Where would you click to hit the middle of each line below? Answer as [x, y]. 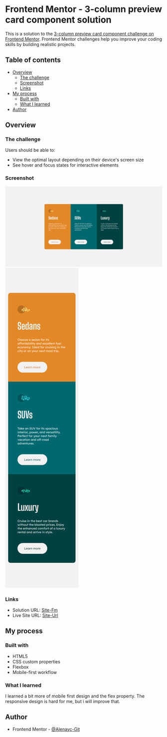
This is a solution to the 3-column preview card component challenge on [80, 34]
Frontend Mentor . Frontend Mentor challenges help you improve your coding [84, 39]
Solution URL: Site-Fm [35, 610]
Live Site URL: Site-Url [35, 615]
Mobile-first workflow [35, 672]
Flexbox [20, 667]
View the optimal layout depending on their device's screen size [78, 160]
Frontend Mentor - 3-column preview [84, 9]
